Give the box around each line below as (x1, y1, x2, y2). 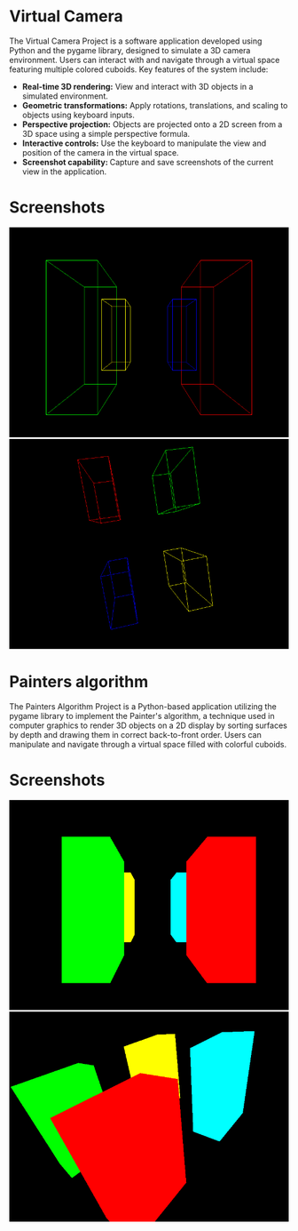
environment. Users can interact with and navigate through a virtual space (9, 54, 280, 65)
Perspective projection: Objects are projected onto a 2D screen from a (21, 118, 283, 130)
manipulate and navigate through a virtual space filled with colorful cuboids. (9, 739, 287, 749)
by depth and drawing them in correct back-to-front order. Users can (9, 729, 262, 739)
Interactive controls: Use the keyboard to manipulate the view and (21, 138, 267, 148)
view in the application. (21, 166, 107, 177)
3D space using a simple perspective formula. (21, 128, 191, 139)
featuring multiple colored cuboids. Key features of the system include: (9, 64, 269, 75)
